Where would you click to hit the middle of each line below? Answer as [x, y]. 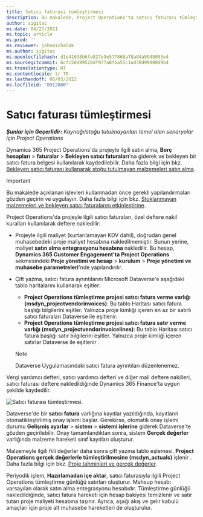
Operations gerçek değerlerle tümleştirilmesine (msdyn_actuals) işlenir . [99, 457]
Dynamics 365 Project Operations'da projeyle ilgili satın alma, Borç [89, 149]
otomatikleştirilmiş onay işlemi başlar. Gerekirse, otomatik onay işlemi [92, 420]
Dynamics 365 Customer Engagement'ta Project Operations [92, 254]
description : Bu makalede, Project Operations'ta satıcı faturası [92, 18]
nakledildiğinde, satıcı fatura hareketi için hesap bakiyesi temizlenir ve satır [99, 495]
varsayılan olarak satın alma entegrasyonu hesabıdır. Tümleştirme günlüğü [98, 488]
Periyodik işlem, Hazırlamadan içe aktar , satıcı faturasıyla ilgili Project [93, 475]
